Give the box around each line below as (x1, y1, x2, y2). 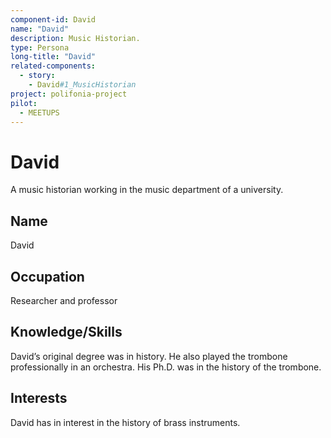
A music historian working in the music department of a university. (10, 184, 284, 196)
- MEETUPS (19, 107, 60, 118)
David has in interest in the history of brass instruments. (10, 416, 241, 428)
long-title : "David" (10, 52, 97, 62)
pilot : (10, 98, 38, 108)
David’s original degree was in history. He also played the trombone (10, 350, 288, 362)
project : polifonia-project (10, 89, 128, 99)
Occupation (10, 268, 85, 285)
